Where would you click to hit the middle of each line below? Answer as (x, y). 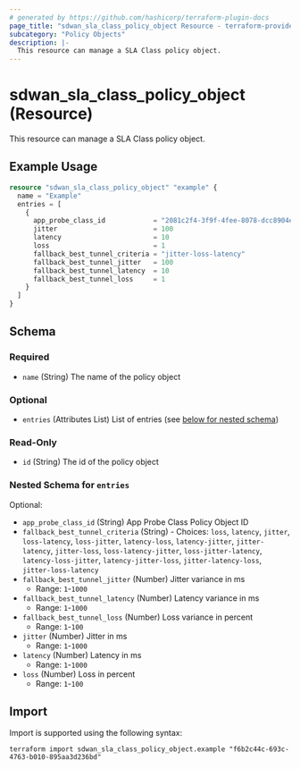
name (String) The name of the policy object (101, 376)
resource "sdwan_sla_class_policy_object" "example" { (113, 187)
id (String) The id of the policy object (90, 462)
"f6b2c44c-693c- (259, 749)
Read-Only (33, 442)
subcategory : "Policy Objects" (67, 34)
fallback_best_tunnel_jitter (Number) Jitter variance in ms (133, 579)
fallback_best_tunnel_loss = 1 (99, 279)
